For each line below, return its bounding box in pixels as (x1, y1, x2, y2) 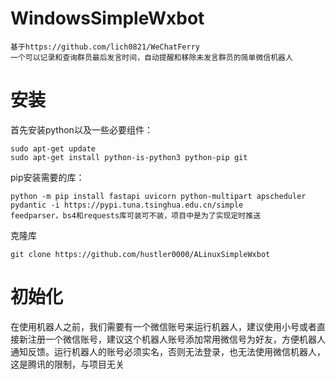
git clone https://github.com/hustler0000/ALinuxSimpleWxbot (10, 249, 271, 259)
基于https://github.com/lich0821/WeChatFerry (10, 42, 200, 52)
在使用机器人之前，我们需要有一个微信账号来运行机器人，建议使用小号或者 (10, 320, 317, 332)
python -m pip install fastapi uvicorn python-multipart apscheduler (10, 191, 307, 201)
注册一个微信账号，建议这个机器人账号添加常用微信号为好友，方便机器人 (27, 333, 326, 345)
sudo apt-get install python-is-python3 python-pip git (10, 152, 248, 162)
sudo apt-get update (10, 143, 97, 154)
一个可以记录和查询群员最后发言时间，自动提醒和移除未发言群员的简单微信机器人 (10, 52, 293, 62)
